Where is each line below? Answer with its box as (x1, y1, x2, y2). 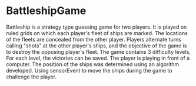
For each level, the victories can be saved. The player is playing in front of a (6, 54, 190, 61)
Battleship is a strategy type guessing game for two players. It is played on (6, 23, 187, 30)
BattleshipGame (6, 4, 87, 18)
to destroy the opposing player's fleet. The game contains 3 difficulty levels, (6, 48, 191, 55)
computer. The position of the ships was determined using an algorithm (6, 60, 180, 68)
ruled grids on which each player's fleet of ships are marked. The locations (6, 29, 188, 36)
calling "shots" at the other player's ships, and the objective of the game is (6, 42, 187, 49)
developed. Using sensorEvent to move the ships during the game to (6, 67, 172, 74)
